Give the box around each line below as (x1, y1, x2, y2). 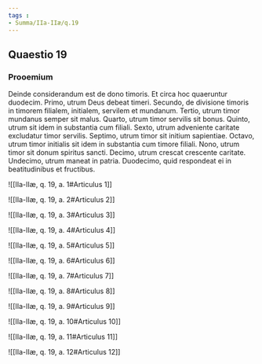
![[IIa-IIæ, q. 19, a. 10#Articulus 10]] (8, 317, 122, 326)
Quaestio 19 (8, 48, 67, 61)
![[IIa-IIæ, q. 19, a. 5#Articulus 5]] (8, 241, 115, 250)
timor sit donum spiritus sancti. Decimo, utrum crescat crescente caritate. (8, 148, 246, 157)
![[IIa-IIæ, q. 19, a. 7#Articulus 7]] (8, 271, 115, 281)
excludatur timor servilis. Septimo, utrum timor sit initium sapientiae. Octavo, (8, 131, 255, 141)
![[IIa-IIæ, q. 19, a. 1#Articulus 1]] (8, 180, 112, 189)
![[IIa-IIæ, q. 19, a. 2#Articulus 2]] (8, 195, 115, 204)
